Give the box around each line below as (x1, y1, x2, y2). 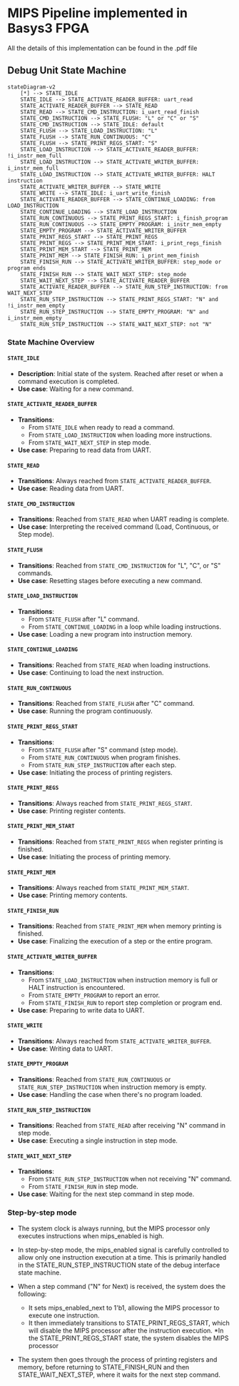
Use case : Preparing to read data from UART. (17, 446, 152, 455)
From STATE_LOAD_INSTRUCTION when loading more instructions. (28, 430, 213, 440)
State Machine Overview (7, 337, 95, 347)
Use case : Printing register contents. (17, 806, 126, 815)
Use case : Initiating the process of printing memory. (17, 852, 171, 861)
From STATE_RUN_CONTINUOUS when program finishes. (28, 753, 180, 762)
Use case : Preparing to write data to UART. (17, 1006, 145, 1014)
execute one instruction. (28, 1311, 100, 1320)
